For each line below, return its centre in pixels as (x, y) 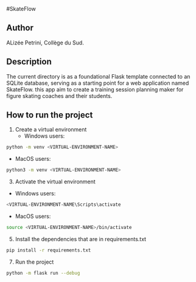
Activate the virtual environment (55, 182)
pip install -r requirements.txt (49, 250)
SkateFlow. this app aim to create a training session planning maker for (95, 89)
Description (29, 62)
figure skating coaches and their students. (59, 96)
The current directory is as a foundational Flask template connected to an (98, 76)
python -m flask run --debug (43, 273)
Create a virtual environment (51, 130)
